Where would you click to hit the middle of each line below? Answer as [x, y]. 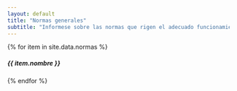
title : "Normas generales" [47, 20]
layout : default [31, 14]
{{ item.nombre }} [34, 63]
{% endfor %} [28, 81]
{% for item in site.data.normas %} [57, 47]
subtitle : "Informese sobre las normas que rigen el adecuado [101, 27]
